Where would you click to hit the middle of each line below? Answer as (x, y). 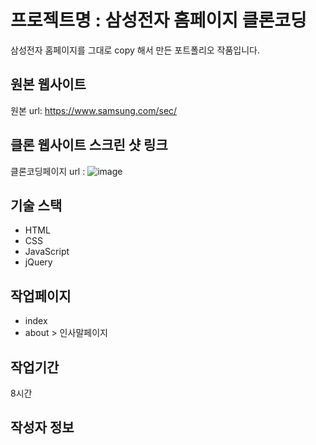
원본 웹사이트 (48, 84)
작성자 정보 (42, 427)
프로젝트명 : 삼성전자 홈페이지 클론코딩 (158, 20)
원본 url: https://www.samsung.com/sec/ (94, 110)
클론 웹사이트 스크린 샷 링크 (89, 145)
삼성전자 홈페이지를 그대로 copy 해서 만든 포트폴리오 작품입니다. (135, 50)
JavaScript (47, 252)
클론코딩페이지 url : (48, 171)
